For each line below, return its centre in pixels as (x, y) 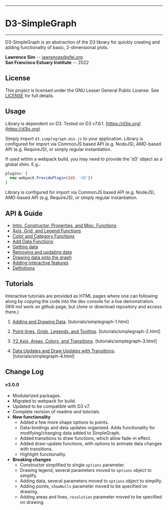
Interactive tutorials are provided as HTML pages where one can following (81, 296)
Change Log (24, 372)
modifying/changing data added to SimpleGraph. (70, 433)
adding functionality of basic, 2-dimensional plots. (57, 47)
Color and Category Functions (43, 236)
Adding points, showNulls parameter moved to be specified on (83, 486)
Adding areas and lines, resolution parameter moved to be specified (91, 497)
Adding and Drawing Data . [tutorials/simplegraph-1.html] (70, 321)
